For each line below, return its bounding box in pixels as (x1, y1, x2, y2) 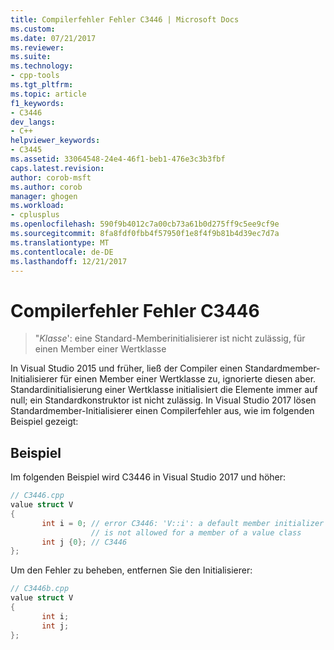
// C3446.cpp (10, 491, 65, 501)
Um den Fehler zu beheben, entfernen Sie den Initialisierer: (10, 564, 253, 576)
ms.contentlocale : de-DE (10, 247, 114, 257)
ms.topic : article (10, 89, 87, 99)
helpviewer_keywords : (10, 136, 101, 146)
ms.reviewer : (10, 42, 65, 53)
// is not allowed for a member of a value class (90, 527, 302, 538)
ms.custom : (10, 24, 56, 34)
